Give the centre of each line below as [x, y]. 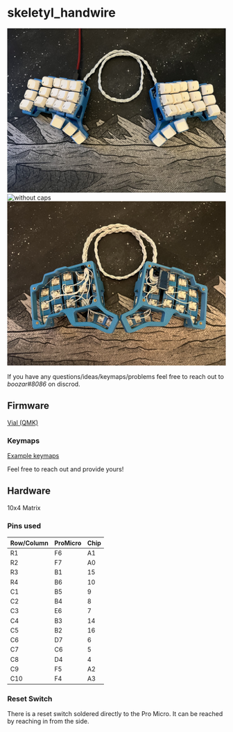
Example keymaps [33, 456]
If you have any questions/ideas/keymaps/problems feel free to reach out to [115, 376]
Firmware [28, 406]
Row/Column [29, 543]
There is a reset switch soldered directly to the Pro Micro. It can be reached [115, 713]
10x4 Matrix [24, 507]
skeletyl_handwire [61, 13]
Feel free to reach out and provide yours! [66, 469]
